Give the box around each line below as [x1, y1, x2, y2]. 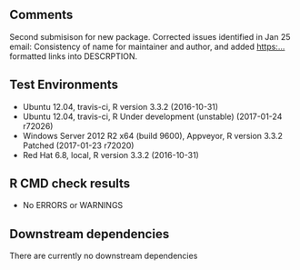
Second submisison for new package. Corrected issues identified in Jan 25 [9, 31, 291, 42]
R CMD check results [9, 176, 131, 192]
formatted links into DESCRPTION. [9, 50, 138, 62]
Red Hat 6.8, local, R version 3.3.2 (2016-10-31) [22, 149, 200, 160]
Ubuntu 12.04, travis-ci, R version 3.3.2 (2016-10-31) [22, 101, 219, 112]
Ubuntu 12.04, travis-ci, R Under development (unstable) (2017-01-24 [22, 111, 283, 122]
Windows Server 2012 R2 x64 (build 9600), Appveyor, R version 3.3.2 [22, 130, 284, 141]
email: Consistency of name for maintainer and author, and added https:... [9, 41, 285, 52]
